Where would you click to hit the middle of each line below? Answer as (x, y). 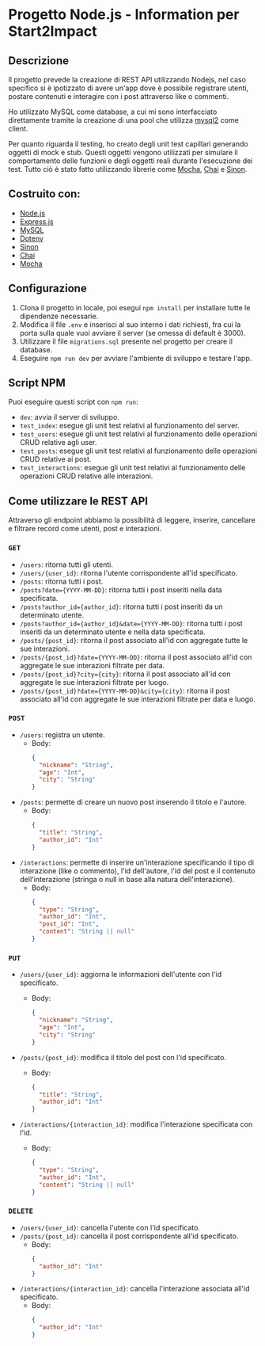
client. (18, 129)
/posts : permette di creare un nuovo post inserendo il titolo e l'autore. (133, 802)
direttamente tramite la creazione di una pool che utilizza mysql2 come (123, 120)
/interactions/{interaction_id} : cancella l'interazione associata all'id (134, 1289)
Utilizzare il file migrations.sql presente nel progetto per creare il (126, 341)
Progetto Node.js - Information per (124, 15)
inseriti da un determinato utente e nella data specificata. (112, 632)
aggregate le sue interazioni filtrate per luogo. (94, 682)
